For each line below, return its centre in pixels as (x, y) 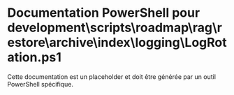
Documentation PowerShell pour (104, 13)
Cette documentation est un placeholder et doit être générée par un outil (112, 76)
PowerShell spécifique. (40, 84)
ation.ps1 (34, 58)
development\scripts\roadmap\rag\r (115, 28)
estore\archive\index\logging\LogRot (117, 43)
